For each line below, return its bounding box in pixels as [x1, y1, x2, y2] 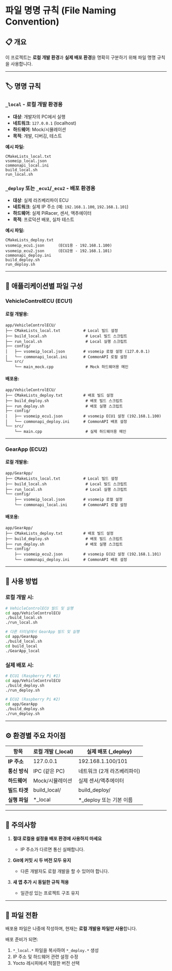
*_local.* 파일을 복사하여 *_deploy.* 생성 [12, 947, 99, 954]
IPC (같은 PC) [33, 767, 65, 774]
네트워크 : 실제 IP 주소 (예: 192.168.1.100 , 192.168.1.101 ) [12, 203, 129, 210]
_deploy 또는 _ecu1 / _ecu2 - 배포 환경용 [5, 184, 96, 192]
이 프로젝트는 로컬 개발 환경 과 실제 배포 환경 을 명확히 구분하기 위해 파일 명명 [5, 54, 156, 60]
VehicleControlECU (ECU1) [5, 298, 73, 305]
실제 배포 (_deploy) [87, 748, 132, 755]
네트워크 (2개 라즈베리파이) [78, 767, 141, 774]
